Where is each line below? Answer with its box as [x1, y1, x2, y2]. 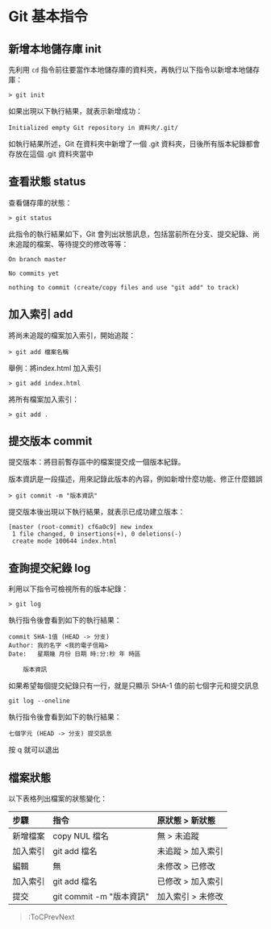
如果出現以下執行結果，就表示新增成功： [8, 106, 143, 115]
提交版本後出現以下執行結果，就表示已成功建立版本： [8, 507, 186, 517]
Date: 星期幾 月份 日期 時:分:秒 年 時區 [8, 650, 141, 658]
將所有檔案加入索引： [8, 394, 79, 404]
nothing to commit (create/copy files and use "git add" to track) [8, 283, 240, 291]
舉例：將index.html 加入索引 [8, 363, 102, 373]
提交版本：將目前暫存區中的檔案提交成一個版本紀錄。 [8, 457, 186, 467]
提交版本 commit [8, 435, 93, 448]
